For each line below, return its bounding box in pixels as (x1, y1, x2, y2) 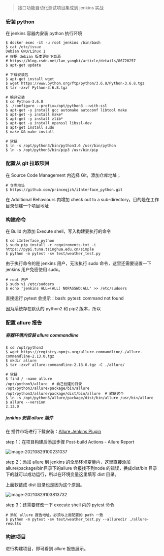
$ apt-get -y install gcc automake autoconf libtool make (5, 108, 127, 113)
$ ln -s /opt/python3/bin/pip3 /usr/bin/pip (5, 148, 98, 152)
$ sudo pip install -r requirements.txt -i (5, 242, 97, 247)
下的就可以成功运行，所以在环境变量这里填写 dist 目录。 (5, 471, 119, 477)
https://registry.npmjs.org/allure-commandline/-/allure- (21, 349, 142, 354)
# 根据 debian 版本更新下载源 (5, 54, 61, 59)
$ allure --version (5, 400, 46, 405)
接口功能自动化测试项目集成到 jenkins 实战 (17, 5, 104, 10)
